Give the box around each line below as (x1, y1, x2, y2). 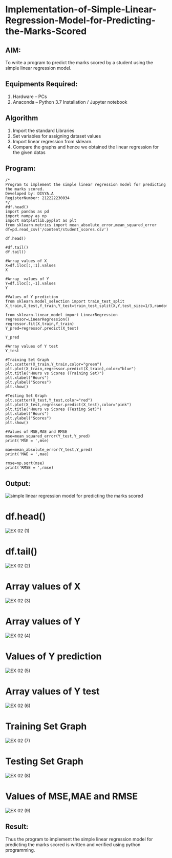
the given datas (12, 149, 46, 155)
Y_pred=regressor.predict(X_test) (5, 326, 79, 331)
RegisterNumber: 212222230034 (5, 196, 70, 201)
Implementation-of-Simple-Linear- (5, 4, 157, 15)
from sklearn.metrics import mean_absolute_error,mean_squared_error (5, 222, 157, 228)
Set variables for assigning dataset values (12, 132, 101, 139)
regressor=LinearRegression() (5, 317, 70, 322)
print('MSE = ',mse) (5, 438, 50, 444)
